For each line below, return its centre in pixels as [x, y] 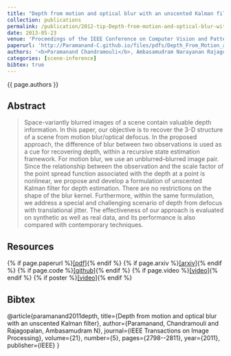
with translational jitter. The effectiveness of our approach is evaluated [124, 210]
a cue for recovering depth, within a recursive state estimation [112, 151]
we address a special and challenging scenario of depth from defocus [123, 203]
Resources [31, 246]
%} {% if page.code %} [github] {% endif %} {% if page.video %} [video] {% [113, 271]
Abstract [26, 106]
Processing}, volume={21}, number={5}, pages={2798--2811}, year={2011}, [113, 338]
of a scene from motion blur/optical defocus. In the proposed [110, 137]
